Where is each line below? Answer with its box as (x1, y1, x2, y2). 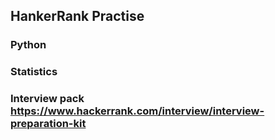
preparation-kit (10, 117, 87, 131)
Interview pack (10, 92, 85, 106)
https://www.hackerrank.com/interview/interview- (10, 104, 265, 118)
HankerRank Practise (10, 8, 145, 25)
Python (10, 38, 47, 52)
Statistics (10, 65, 58, 79)
